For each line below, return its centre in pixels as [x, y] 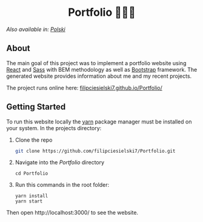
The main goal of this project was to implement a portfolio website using [96, 63]
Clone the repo [34, 140]
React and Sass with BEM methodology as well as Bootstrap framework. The [102, 69]
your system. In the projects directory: [54, 128]
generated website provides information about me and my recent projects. [99, 76]
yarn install [32, 196]
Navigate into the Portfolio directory [60, 162]
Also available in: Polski [36, 29]
